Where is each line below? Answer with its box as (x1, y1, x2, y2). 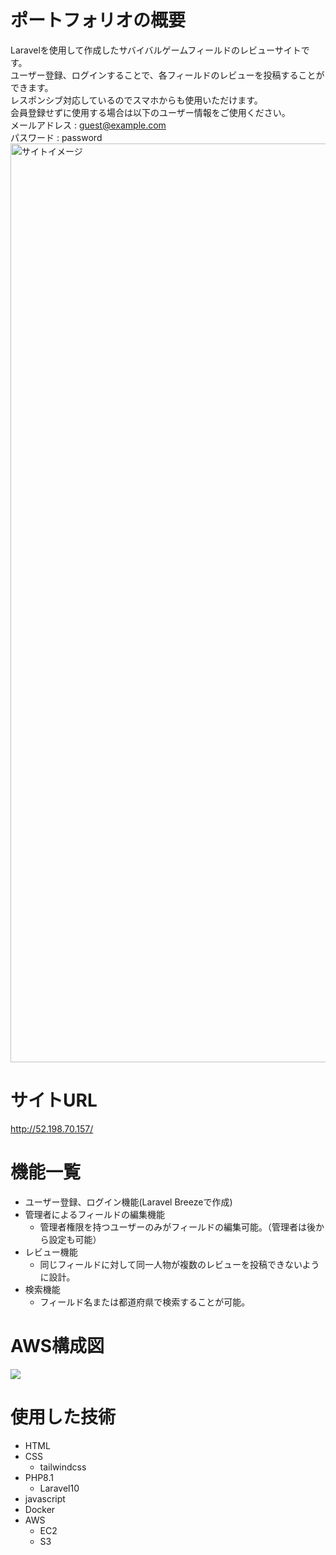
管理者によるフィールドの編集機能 (24, 1208, 166, 1220)
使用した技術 (10, 1406, 117, 1428)
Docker (24, 1503, 56, 1515)
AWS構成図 (10, 1335, 105, 1357)
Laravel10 (39, 1482, 80, 1494)
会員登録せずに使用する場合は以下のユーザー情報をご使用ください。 (10, 106, 291, 118)
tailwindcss (39, 1461, 87, 1473)
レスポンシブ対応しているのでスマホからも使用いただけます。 (10, 94, 263, 106)
